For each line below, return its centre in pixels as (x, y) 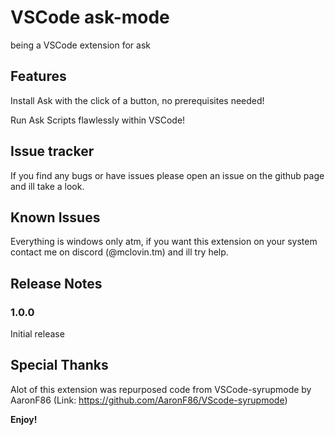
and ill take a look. (47, 186)
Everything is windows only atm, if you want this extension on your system (164, 242)
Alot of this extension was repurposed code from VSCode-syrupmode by (161, 389)
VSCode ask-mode (90, 17)
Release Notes (56, 283)
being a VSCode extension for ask (80, 45)
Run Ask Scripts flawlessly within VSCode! (98, 120)
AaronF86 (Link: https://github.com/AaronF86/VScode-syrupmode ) (149, 400)
